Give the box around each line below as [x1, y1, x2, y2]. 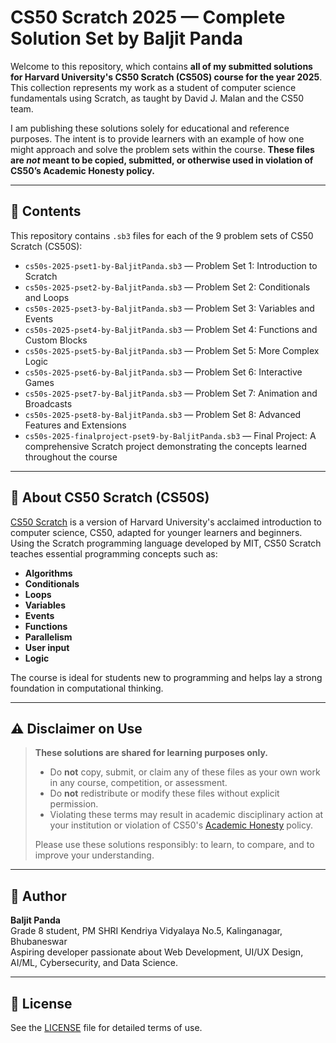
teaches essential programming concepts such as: [10, 547, 218, 560]
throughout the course [24, 451, 118, 463]
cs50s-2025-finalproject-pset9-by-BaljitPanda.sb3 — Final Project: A [24, 429, 317, 441]
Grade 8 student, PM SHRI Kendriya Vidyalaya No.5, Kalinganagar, [10, 925, 283, 937]
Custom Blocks [24, 334, 88, 346]
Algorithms [24, 567, 73, 579]
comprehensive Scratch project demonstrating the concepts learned [24, 440, 307, 452]
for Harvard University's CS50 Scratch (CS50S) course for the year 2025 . [10, 71, 323, 83]
